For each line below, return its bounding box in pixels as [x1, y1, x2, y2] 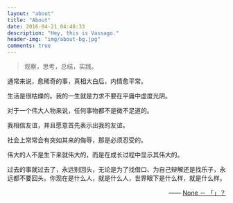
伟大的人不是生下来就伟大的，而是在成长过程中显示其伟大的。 [7, 150, 184, 159]
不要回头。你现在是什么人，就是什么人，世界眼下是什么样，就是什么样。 [19, 174, 226, 182]
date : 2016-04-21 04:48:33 [7, 23, 85, 30]
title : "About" [7, 17, 51, 24]
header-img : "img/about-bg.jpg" [7, 36, 101, 43]
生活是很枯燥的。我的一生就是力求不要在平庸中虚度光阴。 [7, 91, 171, 100]
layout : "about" [7, 10, 54, 17]
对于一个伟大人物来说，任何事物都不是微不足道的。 [7, 107, 153, 114]
